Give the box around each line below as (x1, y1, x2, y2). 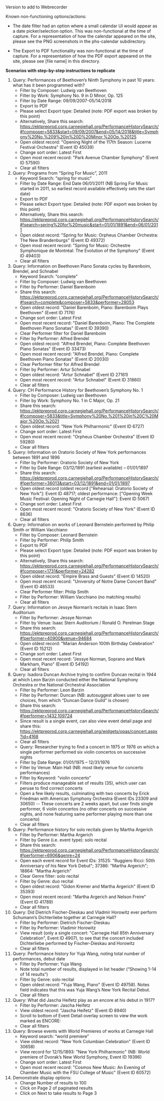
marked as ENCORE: (19, 1018, 61, 1024)
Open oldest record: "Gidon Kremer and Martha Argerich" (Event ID (19, 884, 155, 889)
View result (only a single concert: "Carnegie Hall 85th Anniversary (19, 930, 155, 936)
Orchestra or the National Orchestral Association (12, 682, 110, 687)
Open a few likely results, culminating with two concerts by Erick (19, 791, 150, 796)
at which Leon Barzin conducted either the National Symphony (12, 677, 138, 683)
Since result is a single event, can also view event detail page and (19, 718, 152, 724)
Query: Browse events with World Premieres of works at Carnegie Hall (12, 1029, 154, 1034)
